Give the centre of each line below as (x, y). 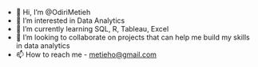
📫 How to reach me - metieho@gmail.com (86, 54)
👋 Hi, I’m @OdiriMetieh (53, 12)
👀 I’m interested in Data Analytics (70, 20)
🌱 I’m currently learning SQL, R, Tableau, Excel (92, 29)
